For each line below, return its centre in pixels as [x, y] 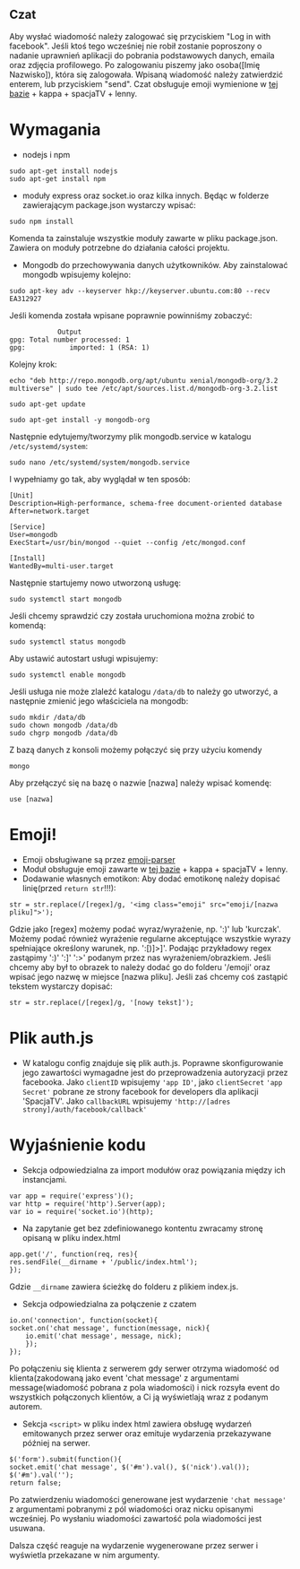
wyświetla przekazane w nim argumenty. [85, 1555]
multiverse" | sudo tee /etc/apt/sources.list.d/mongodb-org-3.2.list [144, 388]
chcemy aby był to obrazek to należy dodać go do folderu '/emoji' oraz [140, 967]
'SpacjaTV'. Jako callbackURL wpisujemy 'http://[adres [126, 1101]
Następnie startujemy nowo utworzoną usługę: [95, 583]
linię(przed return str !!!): [69, 888]
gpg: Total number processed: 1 [69, 340]
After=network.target [50, 511]
